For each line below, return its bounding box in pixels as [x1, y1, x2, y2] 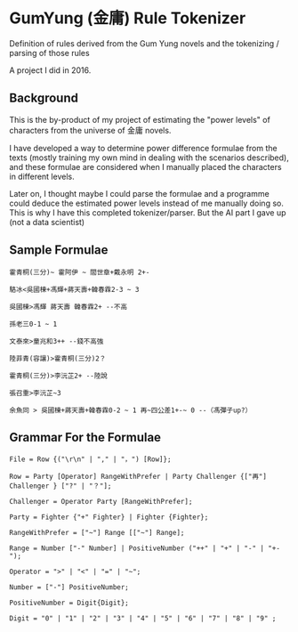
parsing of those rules [9, 47, 91, 58]
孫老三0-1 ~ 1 [9, 320, 58, 328]
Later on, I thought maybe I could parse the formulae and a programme [9, 188, 270, 199]
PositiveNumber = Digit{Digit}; [9, 598, 129, 608]
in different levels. [9, 171, 75, 182]
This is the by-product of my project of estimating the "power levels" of [9, 114, 271, 125]
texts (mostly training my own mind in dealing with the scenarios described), [9, 152, 289, 163]
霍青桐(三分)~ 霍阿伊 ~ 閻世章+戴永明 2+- [9, 268, 150, 277]
